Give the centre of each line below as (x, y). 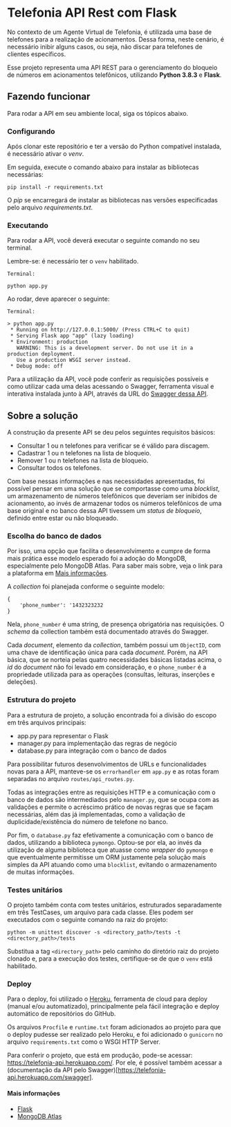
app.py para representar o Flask (63, 735)
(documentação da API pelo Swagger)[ (63, 1070)
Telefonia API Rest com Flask (92, 13)
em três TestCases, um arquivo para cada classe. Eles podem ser (100, 912)
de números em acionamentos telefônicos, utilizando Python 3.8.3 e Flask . (114, 75)
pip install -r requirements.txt (55, 187)
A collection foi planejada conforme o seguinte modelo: (86, 586)
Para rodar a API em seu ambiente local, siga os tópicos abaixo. (98, 113)
